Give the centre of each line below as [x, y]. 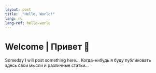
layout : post [18, 9]
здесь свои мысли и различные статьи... [47, 65]
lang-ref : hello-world [28, 23]
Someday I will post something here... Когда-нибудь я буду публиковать [78, 60]
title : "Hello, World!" [30, 14]
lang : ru [14, 18]
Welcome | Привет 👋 [47, 47]
